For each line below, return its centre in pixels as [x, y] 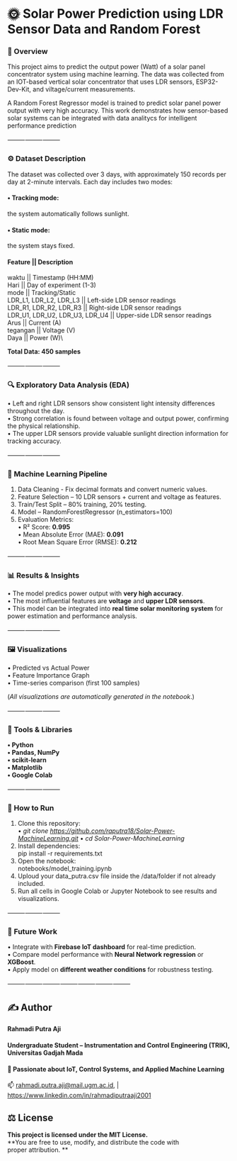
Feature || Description [40, 262]
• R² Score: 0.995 [44, 527]
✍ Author [30, 1008]
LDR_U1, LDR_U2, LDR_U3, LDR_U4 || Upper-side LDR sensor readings [110, 315]
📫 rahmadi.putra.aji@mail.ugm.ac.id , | [63, 1085]
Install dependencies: [49, 846]
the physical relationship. [44, 426]
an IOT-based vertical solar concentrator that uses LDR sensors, [101, 82]
